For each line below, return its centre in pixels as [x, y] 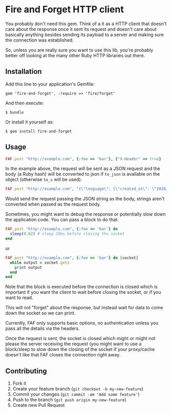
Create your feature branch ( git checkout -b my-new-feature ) [78, 389]
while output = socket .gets [40, 262]
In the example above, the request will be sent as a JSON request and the [83, 168]
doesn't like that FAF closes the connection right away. [63, 355]
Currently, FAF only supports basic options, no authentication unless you [82, 323]
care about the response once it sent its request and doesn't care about [81, 29]
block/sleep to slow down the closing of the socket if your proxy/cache [80, 349]
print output [28, 267]
